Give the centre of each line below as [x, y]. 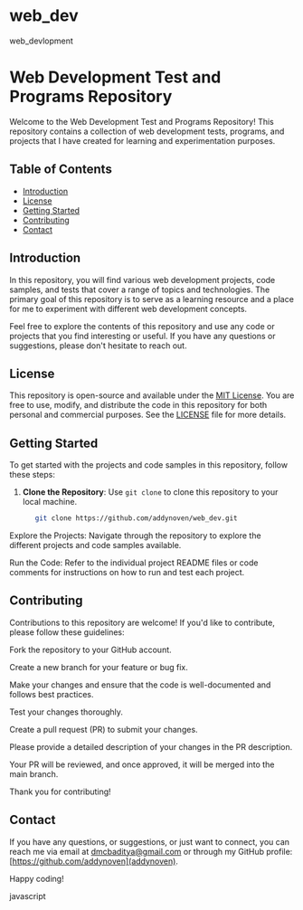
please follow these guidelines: [67, 632]
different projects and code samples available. [95, 545]
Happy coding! [37, 878]
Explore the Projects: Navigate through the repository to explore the [135, 536]
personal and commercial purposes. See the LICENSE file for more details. [148, 415]
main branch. [34, 773]
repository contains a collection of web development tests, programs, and [147, 131]
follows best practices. [52, 694]
